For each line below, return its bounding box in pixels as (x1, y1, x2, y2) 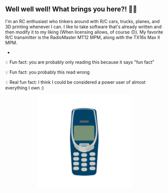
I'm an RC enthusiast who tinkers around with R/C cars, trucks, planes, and (5, 18, 160, 24)
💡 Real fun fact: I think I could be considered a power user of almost (5, 79, 146, 85)
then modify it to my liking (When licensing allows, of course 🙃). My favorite (5, 29, 163, 35)
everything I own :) (5, 85, 44, 91)
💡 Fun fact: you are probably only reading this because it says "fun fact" (5, 59, 154, 65)
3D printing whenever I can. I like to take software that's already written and (5, 24, 162, 30)
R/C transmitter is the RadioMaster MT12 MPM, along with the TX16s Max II (5, 34, 160, 40)
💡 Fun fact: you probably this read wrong (5, 69, 90, 75)
